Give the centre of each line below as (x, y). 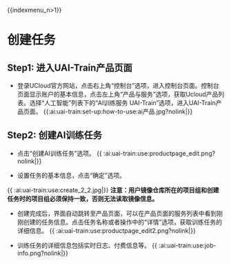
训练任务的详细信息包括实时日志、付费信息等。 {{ (87, 245)
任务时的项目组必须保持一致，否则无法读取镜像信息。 (83, 198)
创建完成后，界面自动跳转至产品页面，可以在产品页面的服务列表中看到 (117, 213)
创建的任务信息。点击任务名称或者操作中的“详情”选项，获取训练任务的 (123, 222)
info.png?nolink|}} (43, 253)
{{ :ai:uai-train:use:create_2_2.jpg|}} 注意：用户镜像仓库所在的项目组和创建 (113, 190)
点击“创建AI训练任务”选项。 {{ (59, 153)
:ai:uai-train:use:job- (187, 245)
